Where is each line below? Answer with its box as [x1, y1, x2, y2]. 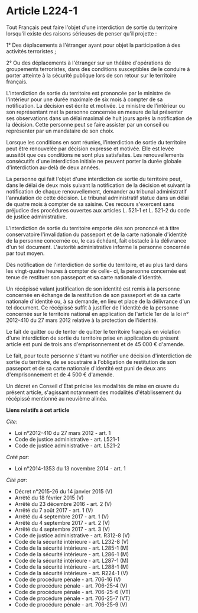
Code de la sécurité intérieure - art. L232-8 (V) [14, 538, 129, 545]
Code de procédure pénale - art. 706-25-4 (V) [14, 582, 128, 589]
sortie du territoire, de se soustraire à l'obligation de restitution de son [6, 358, 176, 365]
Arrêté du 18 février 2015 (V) [14, 494, 84, 501]
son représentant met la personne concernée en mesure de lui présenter [6, 108, 183, 115]
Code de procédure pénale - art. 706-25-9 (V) [14, 601, 128, 608]
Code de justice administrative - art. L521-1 [14, 435, 120, 443]
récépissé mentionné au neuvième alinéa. [6, 395, 108, 402]
